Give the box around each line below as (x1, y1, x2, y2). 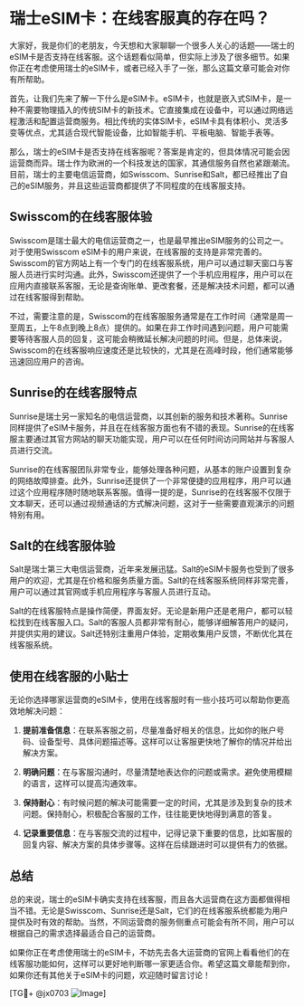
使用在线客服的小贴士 (9, 669, 128, 684)
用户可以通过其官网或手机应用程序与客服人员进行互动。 (9, 586, 215, 597)
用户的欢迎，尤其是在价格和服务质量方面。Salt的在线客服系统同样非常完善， (9, 575, 294, 586)
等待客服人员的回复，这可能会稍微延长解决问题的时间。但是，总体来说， (16, 333, 287, 344)
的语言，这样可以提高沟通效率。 (22, 778, 142, 789)
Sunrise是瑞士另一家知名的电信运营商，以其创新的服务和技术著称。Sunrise (9, 411, 288, 422)
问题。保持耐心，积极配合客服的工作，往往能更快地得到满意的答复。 (22, 809, 277, 820)
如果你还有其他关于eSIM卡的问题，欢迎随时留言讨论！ (9, 970, 211, 980)
